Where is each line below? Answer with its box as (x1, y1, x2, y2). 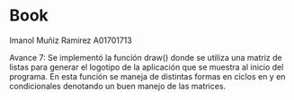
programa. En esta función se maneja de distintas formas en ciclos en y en (9, 71, 286, 81)
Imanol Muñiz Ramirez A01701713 (9, 35, 132, 46)
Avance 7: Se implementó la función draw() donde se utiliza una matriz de (9, 52, 282, 62)
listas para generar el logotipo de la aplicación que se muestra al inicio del (9, 62, 284, 72)
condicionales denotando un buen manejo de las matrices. (9, 80, 227, 91)
